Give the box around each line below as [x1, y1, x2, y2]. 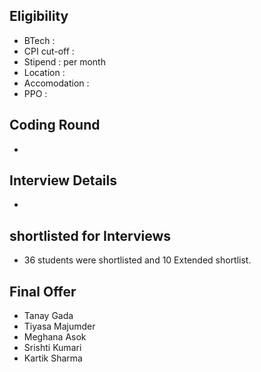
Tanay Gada [23, 310, 74, 322]
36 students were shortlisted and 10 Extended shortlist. [23, 254, 252, 266]
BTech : [23, 34, 56, 46]
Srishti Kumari [23, 342, 82, 354]
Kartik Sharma [23, 352, 83, 364]
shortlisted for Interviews [9, 227, 172, 244]
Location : [23, 66, 66, 78]
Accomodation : [23, 77, 90, 89]
